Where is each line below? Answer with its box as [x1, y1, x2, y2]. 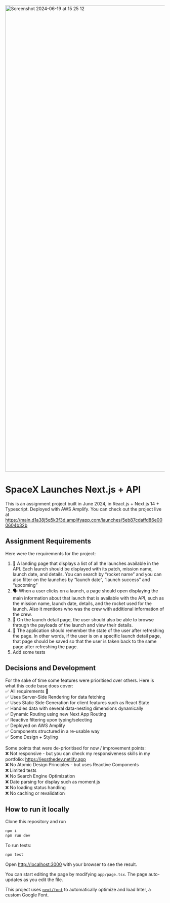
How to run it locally [5, 805, 70, 814]
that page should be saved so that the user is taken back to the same [12, 638, 157, 644]
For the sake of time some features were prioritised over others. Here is [5, 677, 154, 683]
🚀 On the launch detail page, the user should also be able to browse [12, 616, 154, 622]
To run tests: [5, 842, 31, 849]
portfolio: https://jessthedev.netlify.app [5, 756, 86, 762]
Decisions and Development [5, 664, 96, 673]
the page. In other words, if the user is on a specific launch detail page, [12, 633, 161, 639]
